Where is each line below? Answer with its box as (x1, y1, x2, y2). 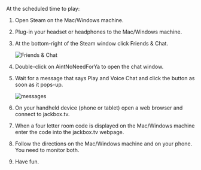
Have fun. (14, 158, 39, 165)
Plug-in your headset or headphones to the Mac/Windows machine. (14, 28, 182, 35)
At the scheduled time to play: (6, 5, 80, 12)
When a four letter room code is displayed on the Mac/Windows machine (14, 122, 195, 129)
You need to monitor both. (14, 147, 80, 153)
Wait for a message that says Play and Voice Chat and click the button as (14, 75, 195, 81)
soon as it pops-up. (14, 81, 63, 88)
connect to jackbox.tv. (14, 111, 70, 117)
